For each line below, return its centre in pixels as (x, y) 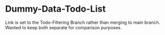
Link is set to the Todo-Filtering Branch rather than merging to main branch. (83, 22)
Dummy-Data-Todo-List (56, 9)
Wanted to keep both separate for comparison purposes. (64, 27)
